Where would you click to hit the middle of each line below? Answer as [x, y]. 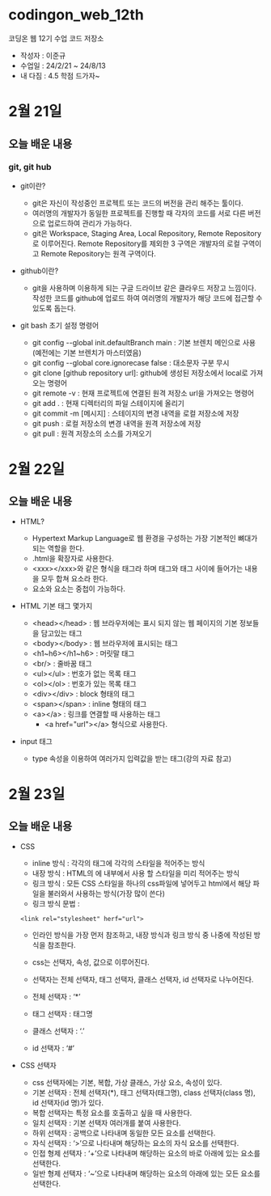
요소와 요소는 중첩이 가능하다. [78, 589]
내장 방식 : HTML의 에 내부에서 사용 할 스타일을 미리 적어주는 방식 [136, 873]
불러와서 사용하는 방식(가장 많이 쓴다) [106, 893]
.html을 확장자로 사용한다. [73, 558]
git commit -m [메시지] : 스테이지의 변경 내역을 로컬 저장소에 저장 [135, 413]
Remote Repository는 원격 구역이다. [98, 253]
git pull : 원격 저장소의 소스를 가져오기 [92, 433]
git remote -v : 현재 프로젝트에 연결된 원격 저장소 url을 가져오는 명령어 [143, 393]
